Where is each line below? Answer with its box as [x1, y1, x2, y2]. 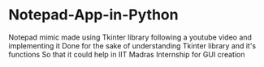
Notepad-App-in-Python [8, 6, 179, 24]
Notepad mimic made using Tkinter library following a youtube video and [8, 32, 252, 42]
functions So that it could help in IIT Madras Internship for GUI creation [8, 49, 245, 59]
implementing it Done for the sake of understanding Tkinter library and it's [8, 40, 257, 50]
